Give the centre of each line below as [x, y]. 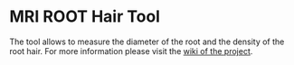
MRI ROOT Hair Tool [85, 17]
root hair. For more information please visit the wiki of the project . [131, 51]
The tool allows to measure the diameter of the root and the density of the [147, 42]
